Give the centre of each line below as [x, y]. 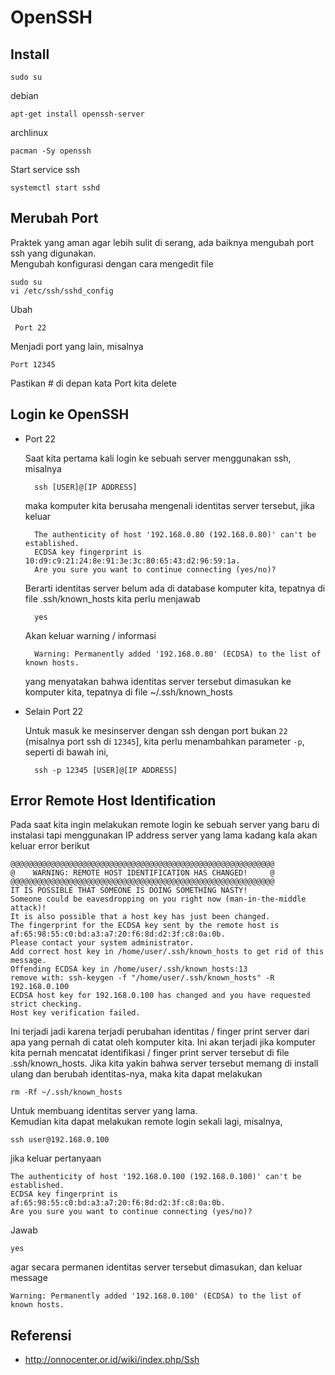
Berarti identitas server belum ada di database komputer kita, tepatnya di [175, 588]
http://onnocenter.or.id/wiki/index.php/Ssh [112, 1360]
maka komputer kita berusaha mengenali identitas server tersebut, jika [169, 505]
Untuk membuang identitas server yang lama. [104, 1111]
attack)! [28, 908]
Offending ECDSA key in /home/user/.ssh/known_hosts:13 [129, 969]
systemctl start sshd [55, 188]
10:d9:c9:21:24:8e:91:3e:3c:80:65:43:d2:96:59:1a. [132, 561]
